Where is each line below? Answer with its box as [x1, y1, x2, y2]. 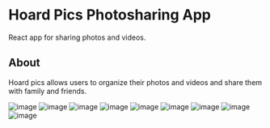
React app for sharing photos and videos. [8, 32, 146, 42]
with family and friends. [8, 86, 87, 96]
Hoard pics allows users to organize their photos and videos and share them [8, 77, 263, 87]
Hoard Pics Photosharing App [8, 6, 212, 24]
